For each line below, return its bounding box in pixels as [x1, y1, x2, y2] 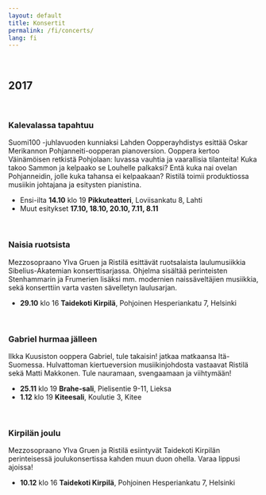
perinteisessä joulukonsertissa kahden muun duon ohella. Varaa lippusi [8, 454, 241, 464]
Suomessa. [8, 360, 45, 369]
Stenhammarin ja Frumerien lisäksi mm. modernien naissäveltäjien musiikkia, [8, 274, 259, 283]
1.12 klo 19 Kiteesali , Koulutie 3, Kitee [19, 392, 142, 402]
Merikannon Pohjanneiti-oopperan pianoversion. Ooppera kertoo [8, 146, 220, 156]
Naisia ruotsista [8, 240, 71, 251]
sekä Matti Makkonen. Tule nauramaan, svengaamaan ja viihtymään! [8, 368, 232, 378]
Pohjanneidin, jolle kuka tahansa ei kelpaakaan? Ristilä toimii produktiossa [8, 172, 249, 181]
